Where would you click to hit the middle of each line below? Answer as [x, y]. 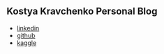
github [26, 35]
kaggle [27, 43]
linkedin [28, 28]
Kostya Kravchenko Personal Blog [82, 11]
